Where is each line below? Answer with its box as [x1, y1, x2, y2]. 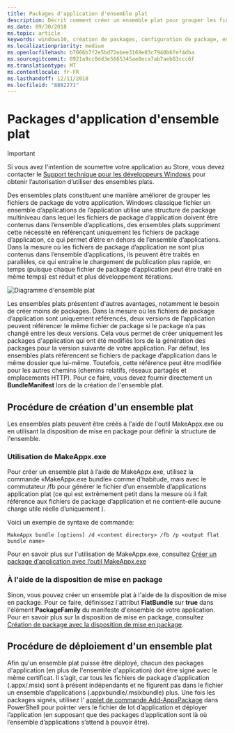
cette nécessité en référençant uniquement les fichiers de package [7, 228, 200, 237]
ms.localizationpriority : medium [7, 43, 104, 49]
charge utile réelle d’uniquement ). [7, 504, 106, 513]
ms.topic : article [7, 29, 61, 37]
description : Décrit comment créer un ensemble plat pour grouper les [7, 17, 217, 24]
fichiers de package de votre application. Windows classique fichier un [7, 199, 211, 207]
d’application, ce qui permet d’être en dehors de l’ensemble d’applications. [7, 236, 221, 244]
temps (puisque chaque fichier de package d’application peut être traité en [7, 265, 221, 274]
